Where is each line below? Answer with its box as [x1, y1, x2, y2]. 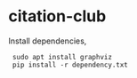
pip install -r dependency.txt [12, 60, 128, 69]
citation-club [8, 6, 107, 27]
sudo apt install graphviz [12, 52, 113, 61]
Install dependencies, [8, 35, 87, 46]
